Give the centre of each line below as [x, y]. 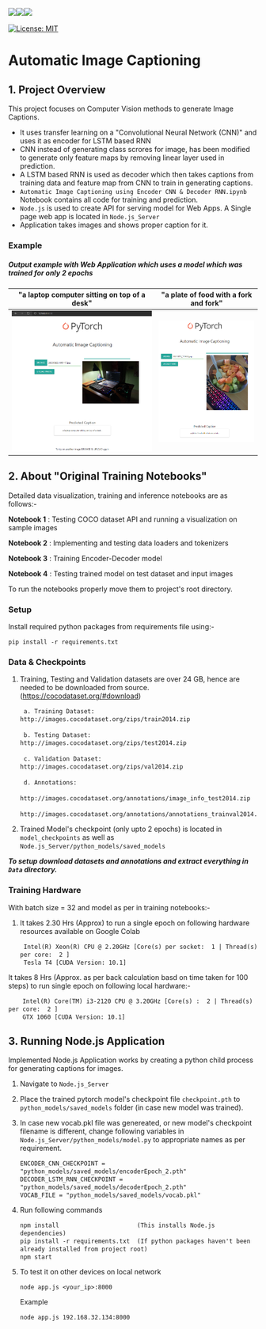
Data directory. [33, 870]
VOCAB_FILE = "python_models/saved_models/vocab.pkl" [110, 1195]
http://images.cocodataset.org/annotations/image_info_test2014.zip [135, 799]
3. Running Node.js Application [87, 1041]
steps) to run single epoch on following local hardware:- [100, 985]
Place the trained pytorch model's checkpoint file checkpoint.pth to [130, 1099]
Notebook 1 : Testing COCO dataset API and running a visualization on [123, 519]
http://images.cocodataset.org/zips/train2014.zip [105, 720]
